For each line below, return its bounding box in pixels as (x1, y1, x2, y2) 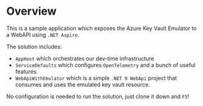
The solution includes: (6, 43, 62, 50)
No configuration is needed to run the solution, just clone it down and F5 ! (6, 93, 190, 100)
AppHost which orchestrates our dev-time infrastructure (15, 55, 155, 62)
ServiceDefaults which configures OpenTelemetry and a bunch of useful (15, 61, 196, 69)
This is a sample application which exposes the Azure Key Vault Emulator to (6, 25, 197, 32)
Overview (6, 4, 57, 18)
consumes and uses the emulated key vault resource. (15, 81, 150, 88)
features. (15, 67, 39, 75)
